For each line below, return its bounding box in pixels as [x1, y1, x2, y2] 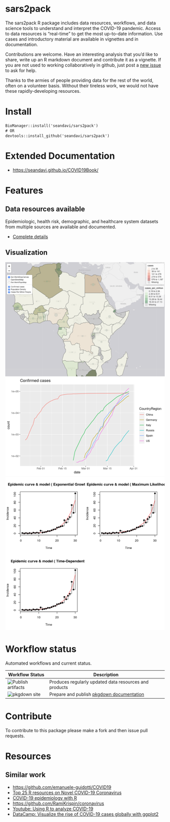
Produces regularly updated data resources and [49, 678, 149, 685]
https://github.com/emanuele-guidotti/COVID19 [12, 784, 111, 790]
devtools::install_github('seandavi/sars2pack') [5, 133, 110, 139]
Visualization [5, 248, 48, 257]
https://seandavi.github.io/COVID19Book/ [12, 167, 99, 173]
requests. [5, 733, 25, 739]
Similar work [5, 771, 46, 779]
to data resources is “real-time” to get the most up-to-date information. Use [5, 30, 163, 37]
